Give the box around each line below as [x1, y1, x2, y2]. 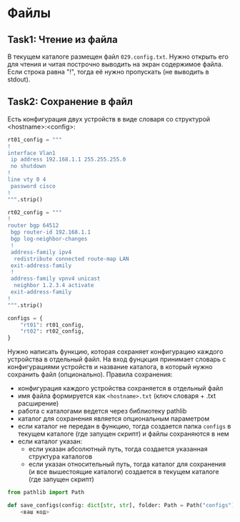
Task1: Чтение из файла [7, 34, 118, 46]
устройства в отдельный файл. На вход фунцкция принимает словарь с [7, 355, 226, 363]
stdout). [7, 75, 31, 84]
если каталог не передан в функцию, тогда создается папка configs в [17, 422, 231, 431]
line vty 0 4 [7, 176, 46, 184]
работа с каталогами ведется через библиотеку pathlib [17, 407, 187, 416]
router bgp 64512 [7, 222, 59, 229]
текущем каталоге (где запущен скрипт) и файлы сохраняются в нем [17, 430, 230, 438]
